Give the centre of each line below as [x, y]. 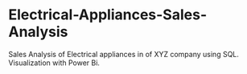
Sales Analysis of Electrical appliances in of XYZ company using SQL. [124, 54]
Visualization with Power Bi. [54, 63]
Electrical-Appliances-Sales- [108, 15]
